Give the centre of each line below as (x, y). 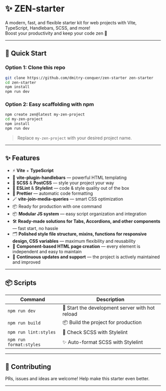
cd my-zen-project (24, 119)
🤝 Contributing (28, 366)
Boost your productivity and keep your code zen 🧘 (56, 33)
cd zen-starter (21, 82)
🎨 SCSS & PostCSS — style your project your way (63, 183)
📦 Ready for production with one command (57, 206)
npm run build (24, 323)
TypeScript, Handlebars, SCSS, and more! (48, 28)
